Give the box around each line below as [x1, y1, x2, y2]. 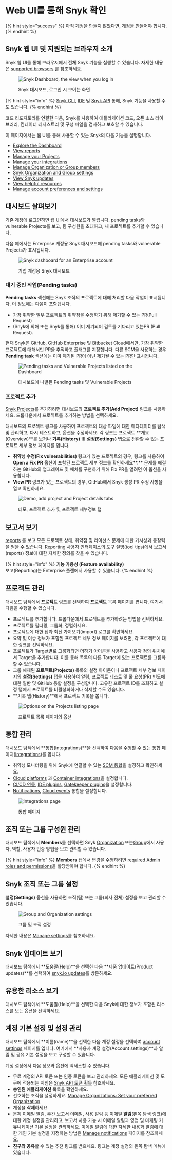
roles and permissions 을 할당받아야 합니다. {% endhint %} [5, 863, 126, 869]
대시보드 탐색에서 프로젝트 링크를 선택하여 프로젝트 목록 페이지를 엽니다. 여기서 [5, 598, 163, 605]
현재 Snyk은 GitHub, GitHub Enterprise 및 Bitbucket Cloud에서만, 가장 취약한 [5, 340, 163, 346]
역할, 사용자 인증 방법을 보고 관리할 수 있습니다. [12, 846, 107, 852]
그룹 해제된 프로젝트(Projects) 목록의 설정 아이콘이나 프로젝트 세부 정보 [12, 667, 157, 673]
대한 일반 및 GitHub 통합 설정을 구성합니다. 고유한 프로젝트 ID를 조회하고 [12, 680, 158, 686]
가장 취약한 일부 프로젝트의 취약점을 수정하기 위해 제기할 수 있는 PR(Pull [12, 312, 157, 318]
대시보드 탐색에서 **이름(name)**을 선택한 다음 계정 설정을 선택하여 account [5, 1038, 160, 1045]
